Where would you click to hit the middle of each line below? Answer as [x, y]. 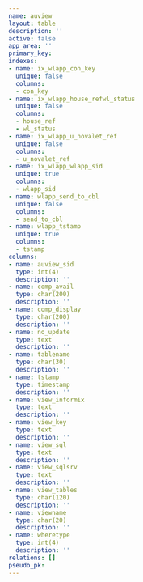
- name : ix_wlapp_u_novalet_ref [63, 136]
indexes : [23, 62]
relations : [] [32, 558]
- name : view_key [38, 423]
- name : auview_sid [41, 264]
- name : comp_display [45, 309]
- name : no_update [39, 332]
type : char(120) [43, 497]
